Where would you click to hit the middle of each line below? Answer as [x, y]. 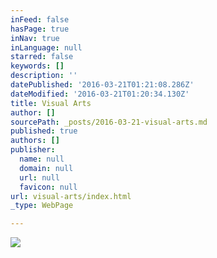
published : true [44, 131]
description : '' [44, 76]
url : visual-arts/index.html [71, 196]
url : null [39, 177]
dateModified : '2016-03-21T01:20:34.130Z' [100, 94]
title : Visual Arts [51, 103]
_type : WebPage [42, 206]
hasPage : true [40, 29]
